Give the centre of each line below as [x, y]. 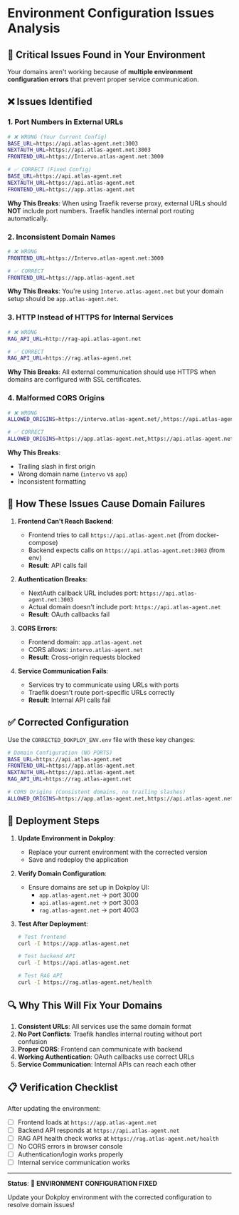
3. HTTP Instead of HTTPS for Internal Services [90, 317]
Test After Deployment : [53, 924]
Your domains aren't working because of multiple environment [100, 72]
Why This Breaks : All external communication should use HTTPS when [112, 372]
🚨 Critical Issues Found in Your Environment [106, 55]
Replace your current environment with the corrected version [118, 852]
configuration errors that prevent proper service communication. [103, 79]
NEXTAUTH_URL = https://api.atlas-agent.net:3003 [79, 150]
